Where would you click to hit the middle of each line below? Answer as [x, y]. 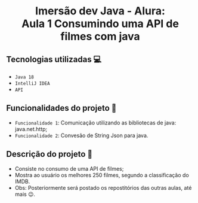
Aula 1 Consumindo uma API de [100, 24]
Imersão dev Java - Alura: [100, 11]
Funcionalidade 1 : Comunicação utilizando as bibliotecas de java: [95, 122]
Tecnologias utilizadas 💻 [54, 59]
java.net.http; [31, 129]
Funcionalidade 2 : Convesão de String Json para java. [81, 135]
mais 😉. [25, 194]
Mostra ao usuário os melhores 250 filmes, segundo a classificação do [102, 175]
